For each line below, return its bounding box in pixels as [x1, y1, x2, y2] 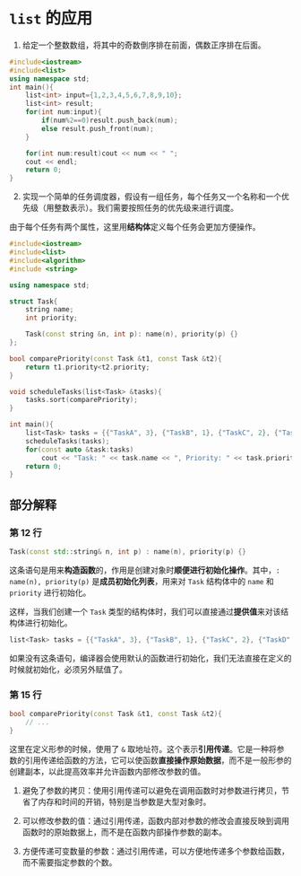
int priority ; [25, 313, 78, 323]
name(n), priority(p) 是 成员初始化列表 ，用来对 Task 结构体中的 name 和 [9, 575, 275, 586]
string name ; [25, 305, 74, 314]
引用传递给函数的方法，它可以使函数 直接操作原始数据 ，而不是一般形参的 [24, 755, 292, 766]
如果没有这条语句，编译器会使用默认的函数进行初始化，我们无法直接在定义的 [9, 653, 292, 663]
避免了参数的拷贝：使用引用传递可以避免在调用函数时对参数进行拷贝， [21, 784, 282, 795]
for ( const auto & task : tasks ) [25, 445, 134, 454]
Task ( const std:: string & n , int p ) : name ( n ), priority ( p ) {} [9, 547, 246, 556]
